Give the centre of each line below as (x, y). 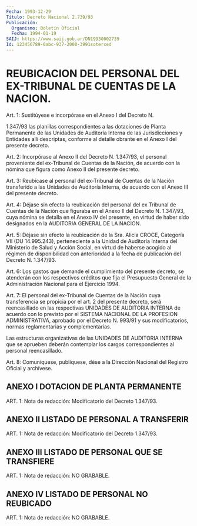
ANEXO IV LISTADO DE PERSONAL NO (77, 494)
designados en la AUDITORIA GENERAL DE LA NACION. (74, 223)
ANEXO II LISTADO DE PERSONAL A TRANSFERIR (98, 420)
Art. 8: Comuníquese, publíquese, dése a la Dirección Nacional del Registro (97, 362)
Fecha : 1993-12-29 (29, 11)
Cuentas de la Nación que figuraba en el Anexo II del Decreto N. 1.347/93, (96, 211)
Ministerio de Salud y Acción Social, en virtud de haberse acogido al (89, 247)
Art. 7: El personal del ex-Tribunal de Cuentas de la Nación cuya (83, 295)
